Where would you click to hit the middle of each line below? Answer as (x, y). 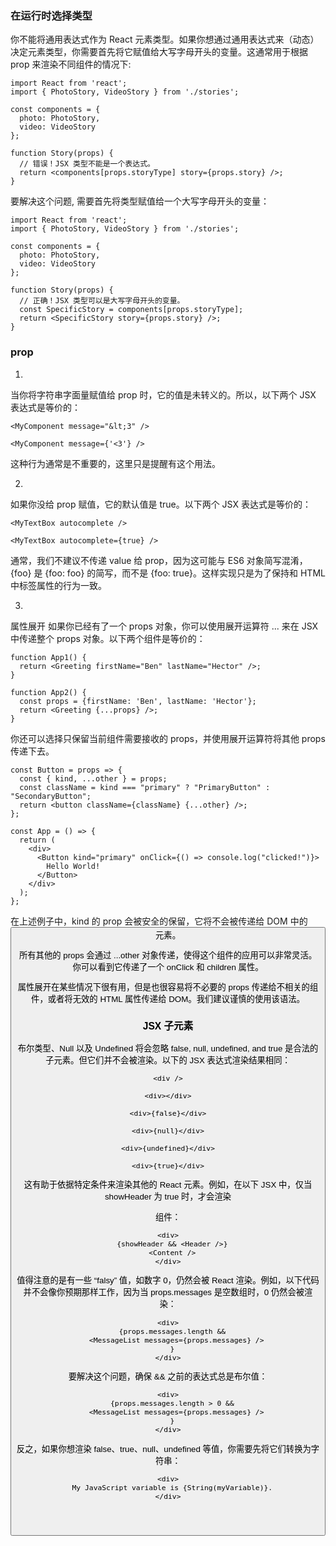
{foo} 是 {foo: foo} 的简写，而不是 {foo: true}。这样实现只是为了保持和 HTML (168, 573)
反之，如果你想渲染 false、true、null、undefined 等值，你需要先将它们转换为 (164, 1448)
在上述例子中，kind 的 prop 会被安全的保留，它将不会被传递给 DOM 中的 (159, 921)
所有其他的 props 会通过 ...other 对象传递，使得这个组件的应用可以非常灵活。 (168, 955)
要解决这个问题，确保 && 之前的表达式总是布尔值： (168, 1376)
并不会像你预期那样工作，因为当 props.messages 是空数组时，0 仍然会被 (164, 1292)
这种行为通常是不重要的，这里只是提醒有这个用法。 (115, 463)
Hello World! (73, 866)
